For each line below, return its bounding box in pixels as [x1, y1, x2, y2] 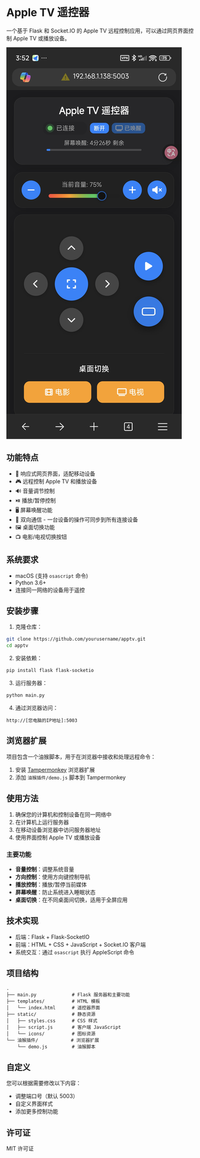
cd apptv [6, 643, 29, 649]
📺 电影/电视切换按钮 [15, 533, 67, 540]
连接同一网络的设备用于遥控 [15, 586, 85, 594]
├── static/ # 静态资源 [6, 1011, 96, 1018]
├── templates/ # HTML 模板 [6, 998, 101, 1004]
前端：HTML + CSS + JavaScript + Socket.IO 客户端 [15, 941, 146, 948]
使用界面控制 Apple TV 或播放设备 [15, 834, 101, 841]
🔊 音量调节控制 [15, 487, 55, 495]
